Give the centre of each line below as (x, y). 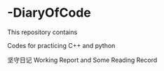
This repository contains (42, 32)
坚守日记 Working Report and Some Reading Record (82, 60)
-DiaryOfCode (49, 13)
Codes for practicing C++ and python (61, 45)
